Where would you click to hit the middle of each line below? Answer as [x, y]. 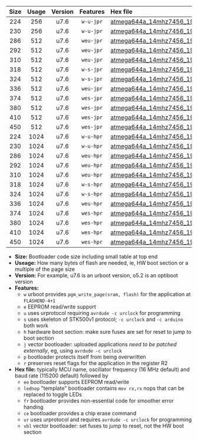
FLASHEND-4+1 [39, 301]
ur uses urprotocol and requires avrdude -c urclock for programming [108, 419]
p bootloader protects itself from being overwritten [85, 357]
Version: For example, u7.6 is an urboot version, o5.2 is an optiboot [96, 275]
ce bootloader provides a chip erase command [80, 413]
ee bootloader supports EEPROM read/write [76, 382]
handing [33, 407]
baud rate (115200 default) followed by [61, 376]
